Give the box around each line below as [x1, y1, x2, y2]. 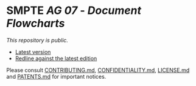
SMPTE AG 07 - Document [6, 4, 142, 18]
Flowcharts [6, 16, 65, 30]
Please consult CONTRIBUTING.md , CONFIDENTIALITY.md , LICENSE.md [6, 66, 190, 73]
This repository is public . [6, 36, 69, 44]
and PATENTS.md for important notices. [6, 73, 107, 80]
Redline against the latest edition [15, 55, 97, 62]
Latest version [15, 48, 51, 55]
